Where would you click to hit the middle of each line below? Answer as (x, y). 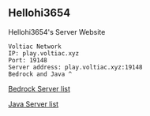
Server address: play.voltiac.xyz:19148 (76, 67)
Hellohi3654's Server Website (57, 32)
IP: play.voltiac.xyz (44, 53)
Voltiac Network (35, 47)
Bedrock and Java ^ (40, 74)
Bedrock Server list (39, 88)
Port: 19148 (28, 60)
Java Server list (34, 104)
